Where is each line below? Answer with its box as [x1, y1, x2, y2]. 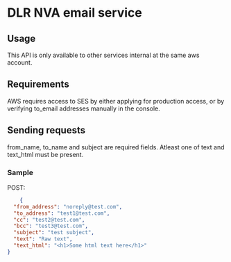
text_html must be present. [7, 150, 84, 158]
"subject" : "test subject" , [13, 229, 95, 236]
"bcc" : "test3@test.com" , [13, 222, 89, 230]
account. [7, 58, 33, 67]
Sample [7, 167, 33, 177]
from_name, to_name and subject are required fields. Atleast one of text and [7, 142, 225, 151]
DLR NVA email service [7, 5, 142, 21]
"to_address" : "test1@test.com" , [13, 210, 110, 217]
